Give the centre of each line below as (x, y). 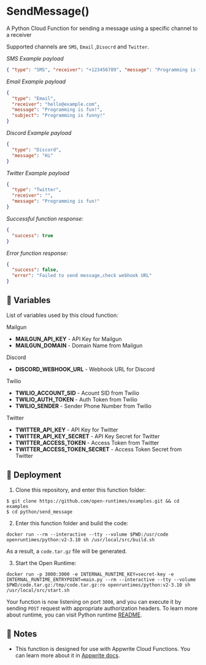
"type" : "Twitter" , (37, 190)
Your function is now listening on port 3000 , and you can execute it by (94, 601)
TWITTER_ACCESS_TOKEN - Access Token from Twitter (87, 443)
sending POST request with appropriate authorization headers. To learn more (102, 608)
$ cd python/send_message (39, 512)
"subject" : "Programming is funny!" (59, 116)
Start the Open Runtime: (46, 563)
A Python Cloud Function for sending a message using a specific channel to (102, 28)
